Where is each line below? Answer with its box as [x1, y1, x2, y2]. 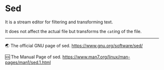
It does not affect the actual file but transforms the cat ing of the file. [5, 28, 142, 34]
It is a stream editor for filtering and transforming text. [5, 19, 113, 25]
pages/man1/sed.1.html [5, 59, 51, 65]
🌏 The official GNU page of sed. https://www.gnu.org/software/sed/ [5, 42, 143, 49]
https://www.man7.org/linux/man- [62, 54, 130, 60]
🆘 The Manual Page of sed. [5, 54, 62, 60]
